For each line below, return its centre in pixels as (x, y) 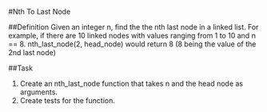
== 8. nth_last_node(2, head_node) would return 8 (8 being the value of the (132, 44)
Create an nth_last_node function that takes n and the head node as (132, 84)
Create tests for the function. (68, 100)
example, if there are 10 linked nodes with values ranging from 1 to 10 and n (132, 36)
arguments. (39, 92)
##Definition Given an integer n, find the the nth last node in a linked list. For (133, 27)
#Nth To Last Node (40, 12)
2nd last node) (32, 52)
